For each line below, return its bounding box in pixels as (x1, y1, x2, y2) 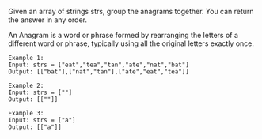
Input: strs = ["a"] (8, 116, 77, 124)
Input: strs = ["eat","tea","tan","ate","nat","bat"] (8, 61, 190, 69)
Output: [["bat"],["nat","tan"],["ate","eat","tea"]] (8, 68, 190, 76)
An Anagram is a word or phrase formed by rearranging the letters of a (8, 31, 239, 39)
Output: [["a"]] (8, 123, 62, 131)
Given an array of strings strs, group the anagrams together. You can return (8, 7, 255, 16)
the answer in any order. (8, 15, 87, 24)
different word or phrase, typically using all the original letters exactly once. (8, 39, 255, 48)
